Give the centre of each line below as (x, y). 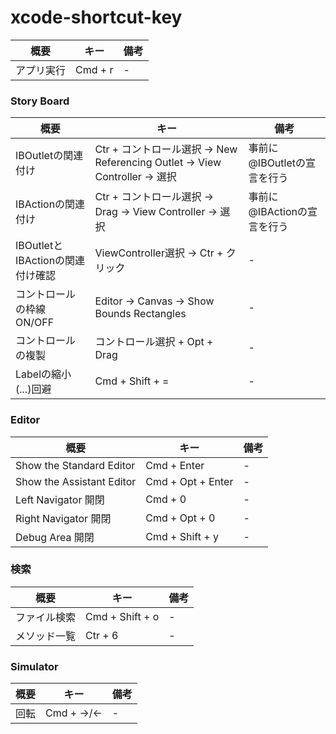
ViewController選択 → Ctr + (159, 253)
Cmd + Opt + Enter (189, 481)
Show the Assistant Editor (76, 481)
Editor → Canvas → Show (154, 301)
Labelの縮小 (43, 374)
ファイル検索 (46, 617)
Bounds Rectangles (140, 314)
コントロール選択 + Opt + (154, 342)
